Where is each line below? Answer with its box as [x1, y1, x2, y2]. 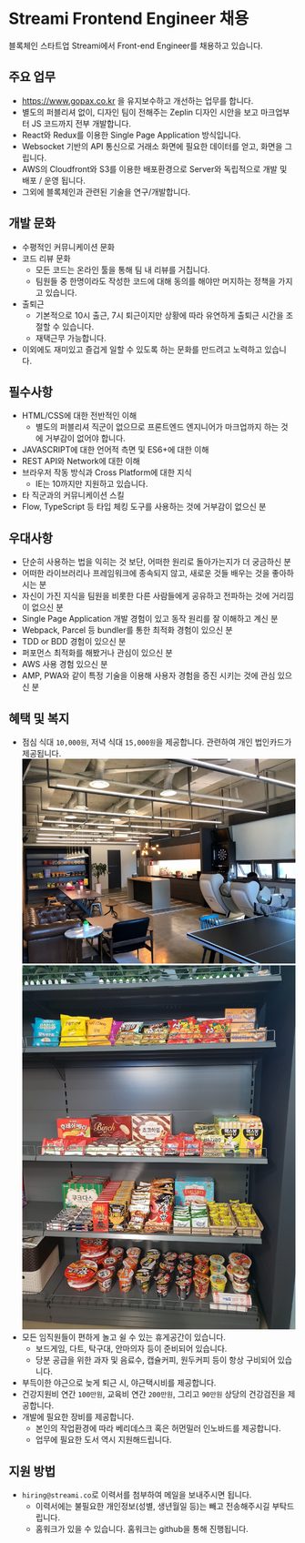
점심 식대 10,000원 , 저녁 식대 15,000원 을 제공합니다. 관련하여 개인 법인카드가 [21, 736, 292, 747]
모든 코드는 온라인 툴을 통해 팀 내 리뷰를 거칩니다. [35, 264, 210, 275]
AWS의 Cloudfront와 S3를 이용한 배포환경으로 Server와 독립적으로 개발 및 [21, 163, 288, 174]
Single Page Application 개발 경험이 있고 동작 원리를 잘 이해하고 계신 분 [21, 614, 279, 624]
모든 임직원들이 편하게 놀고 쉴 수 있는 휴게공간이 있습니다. [21, 1332, 227, 1343]
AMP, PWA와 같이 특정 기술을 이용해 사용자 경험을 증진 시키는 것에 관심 [21, 670, 276, 681]
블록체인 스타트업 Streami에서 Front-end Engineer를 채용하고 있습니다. [8, 40, 263, 51]
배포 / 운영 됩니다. [21, 175, 86, 186]
